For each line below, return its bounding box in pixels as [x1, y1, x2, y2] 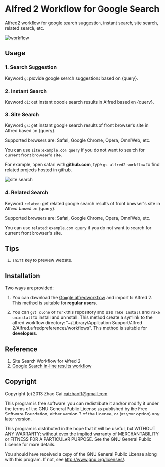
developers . [12, 330, 38, 336]
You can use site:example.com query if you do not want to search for [5, 147, 145, 153]
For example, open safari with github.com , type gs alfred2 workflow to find [5, 162, 160, 168]
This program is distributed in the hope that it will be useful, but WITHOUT [5, 425, 156, 431]
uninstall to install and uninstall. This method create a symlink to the [12, 314, 153, 320]
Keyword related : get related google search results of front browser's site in [5, 200, 160, 206]
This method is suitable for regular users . [12, 300, 97, 306]
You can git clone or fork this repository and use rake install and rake [12, 310, 160, 315]
